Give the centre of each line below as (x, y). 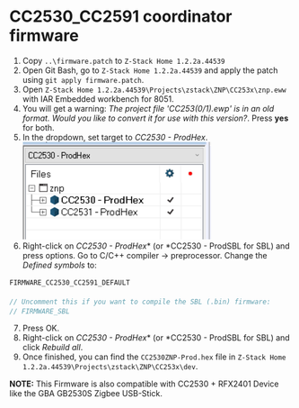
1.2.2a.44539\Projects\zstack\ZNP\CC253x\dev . (110, 367)
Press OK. (41, 328)
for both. (39, 127)
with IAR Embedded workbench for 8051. (98, 99)
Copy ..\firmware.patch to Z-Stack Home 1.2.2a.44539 (123, 60)
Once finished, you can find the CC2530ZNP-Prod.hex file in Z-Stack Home (154, 357)
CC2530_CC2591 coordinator (121, 17)
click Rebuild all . (53, 348)
